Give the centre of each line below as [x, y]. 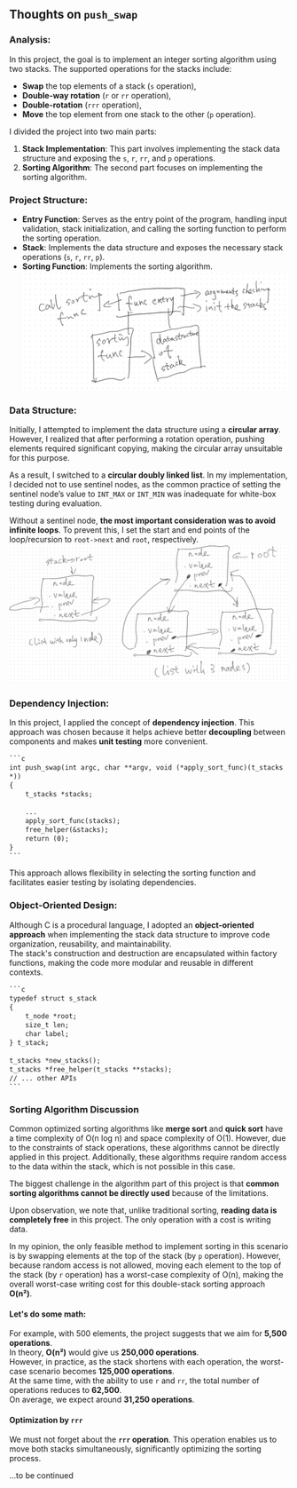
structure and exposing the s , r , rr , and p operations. [118, 158]
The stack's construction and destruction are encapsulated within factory [143, 953]
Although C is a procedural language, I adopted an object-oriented [132, 925]
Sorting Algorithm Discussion [74, 1109]
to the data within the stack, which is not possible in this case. [122, 1166]
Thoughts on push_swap [74, 15]
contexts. [26, 972]
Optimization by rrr [46, 1420]
